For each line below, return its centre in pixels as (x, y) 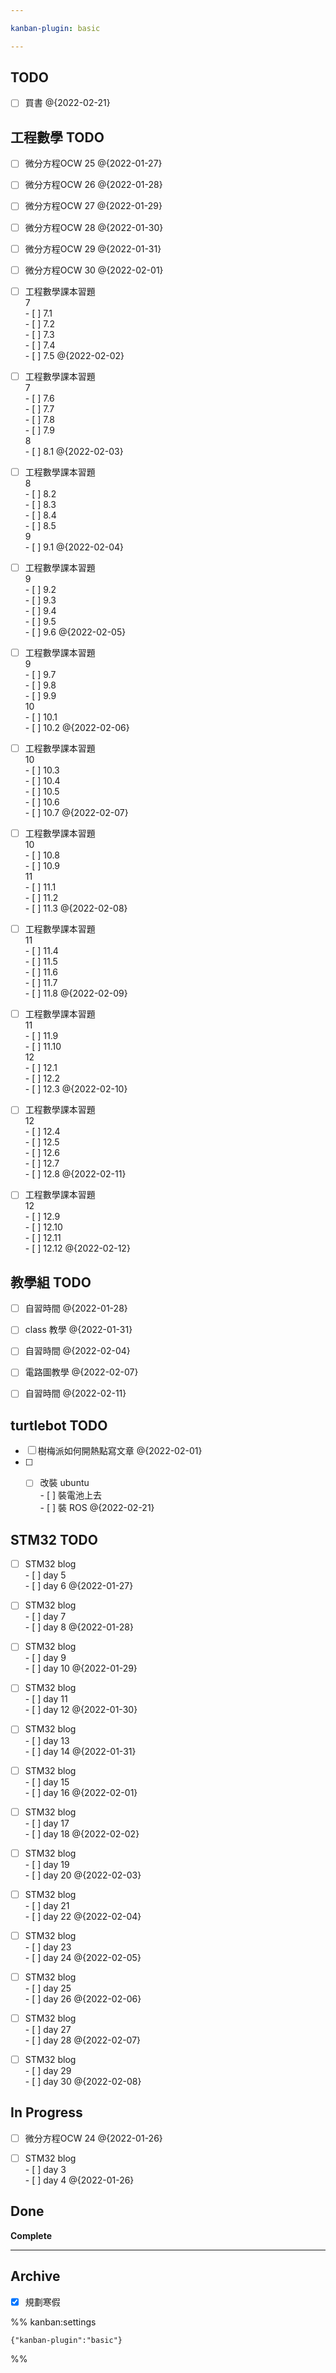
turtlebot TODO (59, 1425)
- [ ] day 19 (47, 1864)
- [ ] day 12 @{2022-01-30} (81, 1710)
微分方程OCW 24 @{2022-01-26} (93, 2138)
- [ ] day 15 (47, 1782)
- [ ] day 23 (48, 1947)
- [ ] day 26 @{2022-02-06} (83, 1998)
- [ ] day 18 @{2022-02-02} (82, 1833)
